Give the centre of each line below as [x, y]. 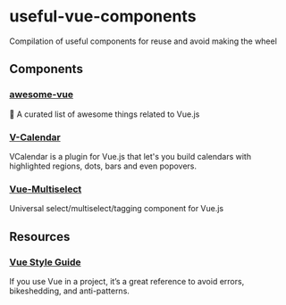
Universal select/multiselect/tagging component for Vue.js [117, 209]
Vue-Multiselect [46, 189]
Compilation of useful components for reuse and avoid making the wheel [143, 41]
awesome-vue [42, 95]
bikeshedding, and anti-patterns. [69, 291]
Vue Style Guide [45, 262]
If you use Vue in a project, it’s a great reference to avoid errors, [127, 281]
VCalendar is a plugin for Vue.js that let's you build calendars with [130, 156]
